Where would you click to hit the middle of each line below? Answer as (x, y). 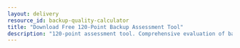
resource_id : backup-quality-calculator (69, 20)
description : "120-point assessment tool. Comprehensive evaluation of (116, 34)
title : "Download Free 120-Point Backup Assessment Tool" (95, 27)
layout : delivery (33, 14)
